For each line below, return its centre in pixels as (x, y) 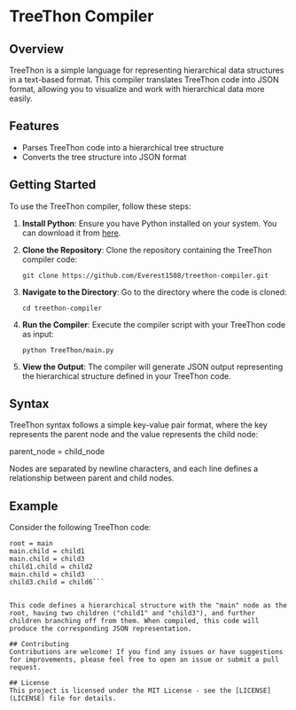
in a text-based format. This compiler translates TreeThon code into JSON (144, 80)
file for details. (82, 698)
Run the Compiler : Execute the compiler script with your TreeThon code (154, 324)
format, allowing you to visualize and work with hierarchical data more (137, 89)
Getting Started (53, 185)
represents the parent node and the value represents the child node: (134, 435)
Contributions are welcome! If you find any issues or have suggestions (146, 652)
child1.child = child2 (51, 567)
